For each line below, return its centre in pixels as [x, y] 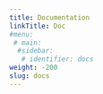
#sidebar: [35, 51]
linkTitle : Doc [38, 26]
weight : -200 [34, 68]
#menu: [21, 34]
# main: [27, 43]
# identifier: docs [57, 59]
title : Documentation [50, 17]
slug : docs [30, 76]
